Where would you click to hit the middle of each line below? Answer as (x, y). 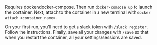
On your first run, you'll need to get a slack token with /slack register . (76, 27)
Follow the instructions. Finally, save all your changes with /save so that (77, 32)
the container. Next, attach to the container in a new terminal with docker (78, 12)
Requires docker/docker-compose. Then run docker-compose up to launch (79, 7)
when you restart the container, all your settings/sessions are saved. (74, 37)
